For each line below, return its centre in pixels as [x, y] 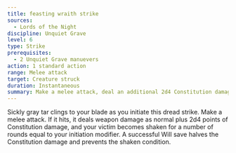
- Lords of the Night [45, 27]
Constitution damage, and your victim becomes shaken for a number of [111, 127]
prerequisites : [29, 53]
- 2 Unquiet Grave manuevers [56, 60]
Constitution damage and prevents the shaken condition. [89, 142]
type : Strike [26, 46]
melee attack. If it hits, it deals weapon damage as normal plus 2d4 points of [118, 119]
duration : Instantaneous [44, 86]
